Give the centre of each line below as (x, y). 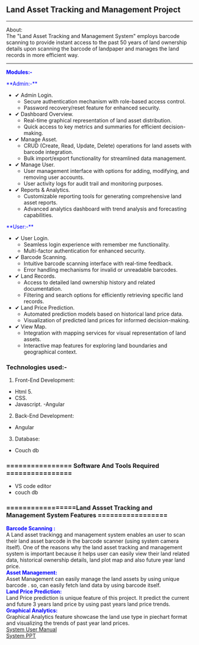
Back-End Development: (44, 416)
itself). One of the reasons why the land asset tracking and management (94, 547)
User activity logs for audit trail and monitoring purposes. (93, 183)
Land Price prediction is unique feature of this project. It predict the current (98, 597)
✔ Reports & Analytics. (42, 190)
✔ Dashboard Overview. (44, 114)
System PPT (21, 635)
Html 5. (23, 392)
